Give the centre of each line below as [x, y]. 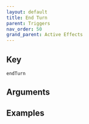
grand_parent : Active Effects [45, 35]
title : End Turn [27, 18]
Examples [25, 113]
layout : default [27, 12]
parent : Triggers [28, 23]
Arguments [28, 92]
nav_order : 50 [24, 29]
